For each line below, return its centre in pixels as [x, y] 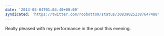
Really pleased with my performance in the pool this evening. [68, 28]
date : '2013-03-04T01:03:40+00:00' [42, 10]
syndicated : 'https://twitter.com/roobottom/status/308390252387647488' [82, 14]
